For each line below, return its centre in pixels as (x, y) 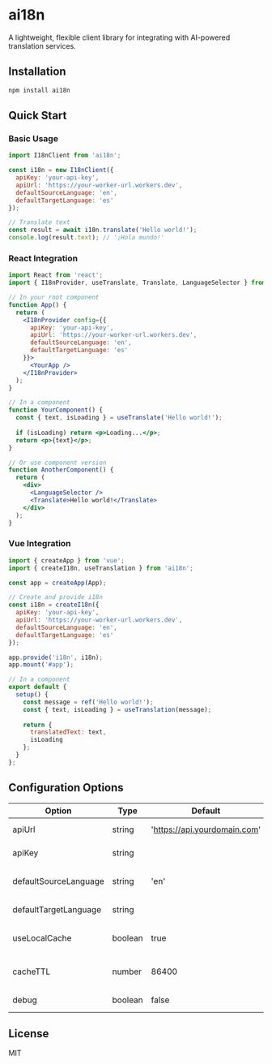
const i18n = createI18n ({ (54, 605)
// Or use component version (57, 463)
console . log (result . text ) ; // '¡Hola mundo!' (86, 238)
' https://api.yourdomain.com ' (206, 829)
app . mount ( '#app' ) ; (41, 665)
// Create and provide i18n (56, 597)
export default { (38, 687)
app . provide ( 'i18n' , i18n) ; (56, 657)
